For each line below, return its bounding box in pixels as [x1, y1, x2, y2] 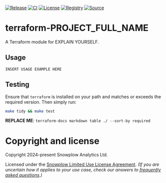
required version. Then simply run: [5, 99, 77, 105]
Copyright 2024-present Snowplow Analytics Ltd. [5, 152, 108, 158]
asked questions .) [5, 172, 43, 178]
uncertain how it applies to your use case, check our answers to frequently [5, 167, 161, 173]
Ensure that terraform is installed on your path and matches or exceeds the [5, 93, 161, 100]
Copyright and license [5, 135, 100, 146]
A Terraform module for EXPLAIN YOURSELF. [5, 39, 99, 45]
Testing [5, 80, 30, 89]
